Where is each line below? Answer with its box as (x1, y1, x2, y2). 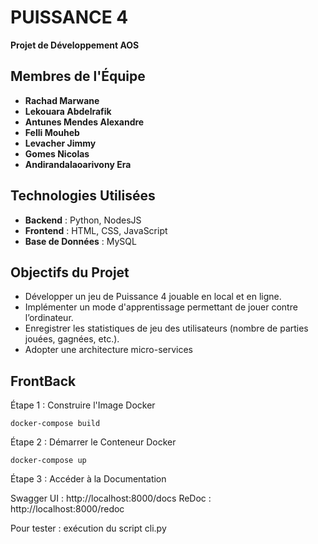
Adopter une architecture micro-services (24, 344, 193, 356)
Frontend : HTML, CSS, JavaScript (24, 224, 168, 236)
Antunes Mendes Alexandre (24, 116, 145, 128)
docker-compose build (10, 419, 101, 429)
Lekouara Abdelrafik (24, 105, 112, 117)
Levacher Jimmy (24, 137, 97, 149)
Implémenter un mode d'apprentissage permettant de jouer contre (24, 301, 298, 313)
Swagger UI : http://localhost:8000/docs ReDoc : (10, 492, 212, 505)
